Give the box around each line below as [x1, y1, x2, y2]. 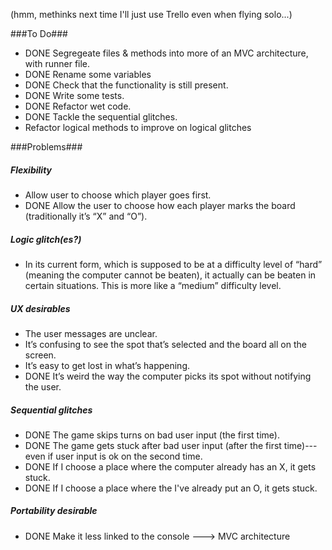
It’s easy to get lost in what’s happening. [24, 359, 191, 371]
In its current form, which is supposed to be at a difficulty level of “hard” [24, 258, 323, 270]
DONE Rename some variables [24, 69, 152, 80]
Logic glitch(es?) [10, 233, 82, 245]
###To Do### [10, 28, 68, 39]
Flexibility [10, 164, 53, 176]
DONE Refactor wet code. [24, 100, 132, 112]
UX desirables [10, 302, 71, 314]
